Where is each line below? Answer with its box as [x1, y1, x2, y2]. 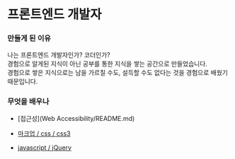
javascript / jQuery [17, 143, 72, 152]
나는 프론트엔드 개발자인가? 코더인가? [7, 51, 111, 59]
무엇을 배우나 [7, 97, 50, 107]
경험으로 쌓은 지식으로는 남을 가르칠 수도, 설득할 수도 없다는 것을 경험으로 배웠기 [7, 69, 229, 77]
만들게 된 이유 [7, 33, 52, 43]
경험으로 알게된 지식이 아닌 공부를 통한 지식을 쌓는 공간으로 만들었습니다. [7, 59, 207, 68]
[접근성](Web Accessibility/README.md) [17, 114, 135, 122]
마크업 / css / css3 [17, 129, 71, 138]
